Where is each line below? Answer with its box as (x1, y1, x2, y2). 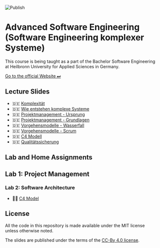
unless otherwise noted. (5, 228, 54, 233)
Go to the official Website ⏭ (5, 73, 61, 79)
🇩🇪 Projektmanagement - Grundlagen (12, 117, 90, 123)
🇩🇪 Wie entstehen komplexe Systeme (12, 106, 89, 112)
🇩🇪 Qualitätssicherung (12, 139, 60, 145)
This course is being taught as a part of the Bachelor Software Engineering (5, 58, 155, 64)
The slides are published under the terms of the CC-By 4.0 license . (5, 237, 140, 243)
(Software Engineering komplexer (5, 32, 144, 43)
